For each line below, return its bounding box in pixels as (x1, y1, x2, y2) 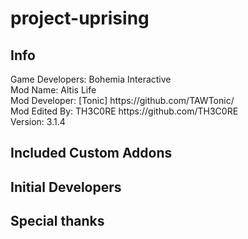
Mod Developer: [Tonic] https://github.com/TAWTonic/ (10, 95, 235, 106)
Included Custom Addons (10, 145, 173, 162)
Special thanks (10, 213, 105, 230)
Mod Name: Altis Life (10, 84, 97, 96)
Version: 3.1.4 (10, 116, 66, 127)
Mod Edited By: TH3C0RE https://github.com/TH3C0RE (10, 105, 239, 117)
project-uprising (10, 7, 150, 30)
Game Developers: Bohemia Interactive (10, 73, 172, 85)
